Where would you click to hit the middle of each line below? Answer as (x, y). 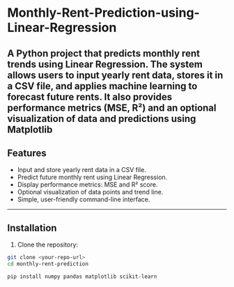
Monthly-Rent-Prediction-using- (103, 13)
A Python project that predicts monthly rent (104, 53)
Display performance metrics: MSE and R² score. (87, 185)
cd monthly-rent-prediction (48, 264)
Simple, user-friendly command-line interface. (84, 199)
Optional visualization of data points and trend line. (90, 192)
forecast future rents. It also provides (90, 96)
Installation (32, 228)
